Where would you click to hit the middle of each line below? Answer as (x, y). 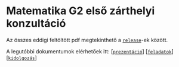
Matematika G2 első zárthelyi (81, 11)
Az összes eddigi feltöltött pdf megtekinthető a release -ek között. (87, 40)
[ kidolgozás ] (21, 58)
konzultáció (36, 23)
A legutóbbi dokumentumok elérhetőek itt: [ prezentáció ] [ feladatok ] (90, 51)
